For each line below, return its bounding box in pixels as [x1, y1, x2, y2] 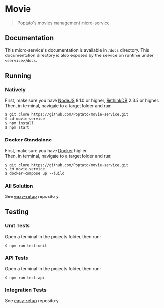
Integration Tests [5, 286, 47, 293]
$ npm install [5, 121, 34, 126]
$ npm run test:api [5, 275, 45, 280]
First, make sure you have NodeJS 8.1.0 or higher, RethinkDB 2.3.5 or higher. [5, 97, 160, 104]
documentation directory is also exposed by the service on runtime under [5, 52, 154, 58]
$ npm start [5, 125, 29, 130]
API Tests [5, 254, 28, 261]
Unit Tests [5, 223, 30, 229]
